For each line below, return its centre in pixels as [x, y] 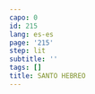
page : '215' [31, 43]
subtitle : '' [34, 59]
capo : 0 [24, 17]
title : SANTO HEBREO [48, 76]
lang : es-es [31, 34]
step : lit [28, 51]
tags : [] [26, 68]
